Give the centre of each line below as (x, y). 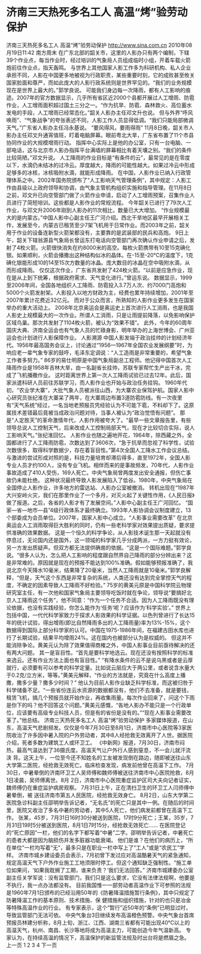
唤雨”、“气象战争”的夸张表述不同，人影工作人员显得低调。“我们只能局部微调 (100, 120)
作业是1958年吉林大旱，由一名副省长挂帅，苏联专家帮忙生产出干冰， (101, 367)
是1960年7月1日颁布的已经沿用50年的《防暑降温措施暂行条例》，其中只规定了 (100, 892)
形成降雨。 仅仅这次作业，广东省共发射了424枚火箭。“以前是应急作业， (99, 270)
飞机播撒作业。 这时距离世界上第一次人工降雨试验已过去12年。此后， (101, 375)
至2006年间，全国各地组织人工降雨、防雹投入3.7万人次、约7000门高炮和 (96, 285)
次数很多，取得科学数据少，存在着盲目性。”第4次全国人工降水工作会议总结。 (100, 450)
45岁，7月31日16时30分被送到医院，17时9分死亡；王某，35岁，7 (114, 817)
